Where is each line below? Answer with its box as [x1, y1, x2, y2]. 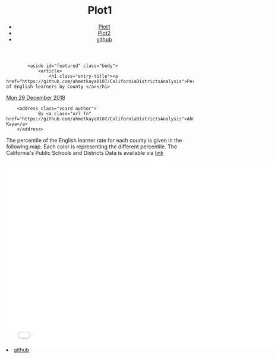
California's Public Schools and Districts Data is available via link [6, 149, 164, 156]
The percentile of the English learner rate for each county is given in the [6, 136, 182, 144]
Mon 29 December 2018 [6, 94, 65, 101]
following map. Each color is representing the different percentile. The [6, 143, 178, 150]
